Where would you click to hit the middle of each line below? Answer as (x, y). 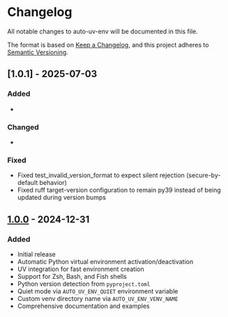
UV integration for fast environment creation (81, 269)
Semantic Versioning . (38, 52)
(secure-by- (203, 175)
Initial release (36, 254)
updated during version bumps (62, 197)
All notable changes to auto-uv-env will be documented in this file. (102, 31)
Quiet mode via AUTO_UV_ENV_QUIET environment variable (98, 291)
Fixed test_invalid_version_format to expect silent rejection (101, 175)
